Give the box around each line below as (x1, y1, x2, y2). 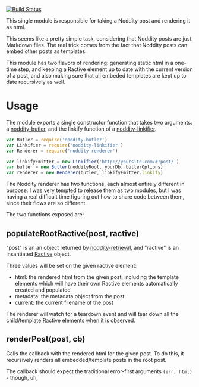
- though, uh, (6, 374, 39, 381)
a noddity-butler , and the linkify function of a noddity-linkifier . (6, 125, 157, 132)
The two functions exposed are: (6, 211, 84, 218)
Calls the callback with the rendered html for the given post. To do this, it (6, 349, 184, 357)
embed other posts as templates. (6, 48, 87, 55)
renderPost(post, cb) (6, 334, 86, 344)
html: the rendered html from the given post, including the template (14, 274, 179, 280)
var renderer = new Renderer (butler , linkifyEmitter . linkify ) (6, 170, 163, 176)
